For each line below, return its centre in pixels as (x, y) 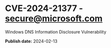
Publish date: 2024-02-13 (31, 41)
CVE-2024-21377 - (44, 8)
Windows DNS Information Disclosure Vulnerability (56, 32)
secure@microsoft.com (54, 18)
